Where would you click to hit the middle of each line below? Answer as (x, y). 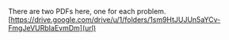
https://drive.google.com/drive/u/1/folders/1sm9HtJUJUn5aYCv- (116, 20)
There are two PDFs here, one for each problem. (87, 11)
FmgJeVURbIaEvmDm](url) (52, 28)
